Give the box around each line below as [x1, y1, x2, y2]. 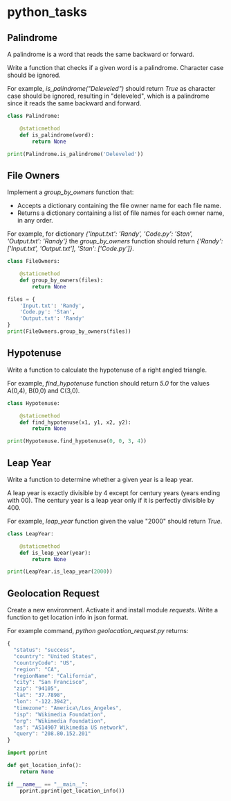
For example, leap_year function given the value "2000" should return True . [7, 517, 223, 525]
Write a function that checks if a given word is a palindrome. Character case [7, 64, 224, 71]
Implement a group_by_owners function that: [7, 188, 134, 196]
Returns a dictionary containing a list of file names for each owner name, [17, 209, 225, 217]
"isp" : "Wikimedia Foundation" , [13, 711, 107, 718]
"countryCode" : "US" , [13, 660, 76, 666]
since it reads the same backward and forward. [7, 99, 142, 107]
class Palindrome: [7, 112, 60, 119]
